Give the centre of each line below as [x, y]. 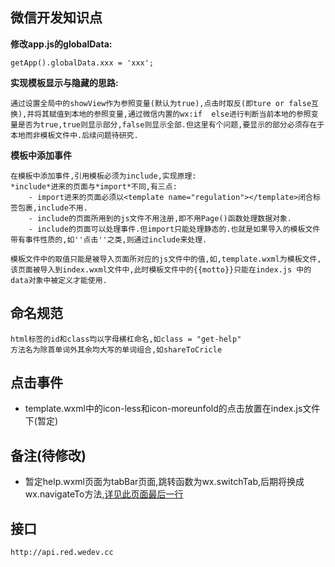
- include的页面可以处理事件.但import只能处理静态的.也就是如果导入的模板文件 [174, 229]
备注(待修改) [48, 455]
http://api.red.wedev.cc [62, 553]
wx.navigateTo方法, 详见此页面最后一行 [104, 494]
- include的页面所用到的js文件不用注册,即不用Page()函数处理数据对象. [160, 218]
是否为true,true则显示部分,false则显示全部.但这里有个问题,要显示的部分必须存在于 [171, 124]
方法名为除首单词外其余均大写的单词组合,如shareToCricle [116, 349]
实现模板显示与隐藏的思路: [64, 82]
